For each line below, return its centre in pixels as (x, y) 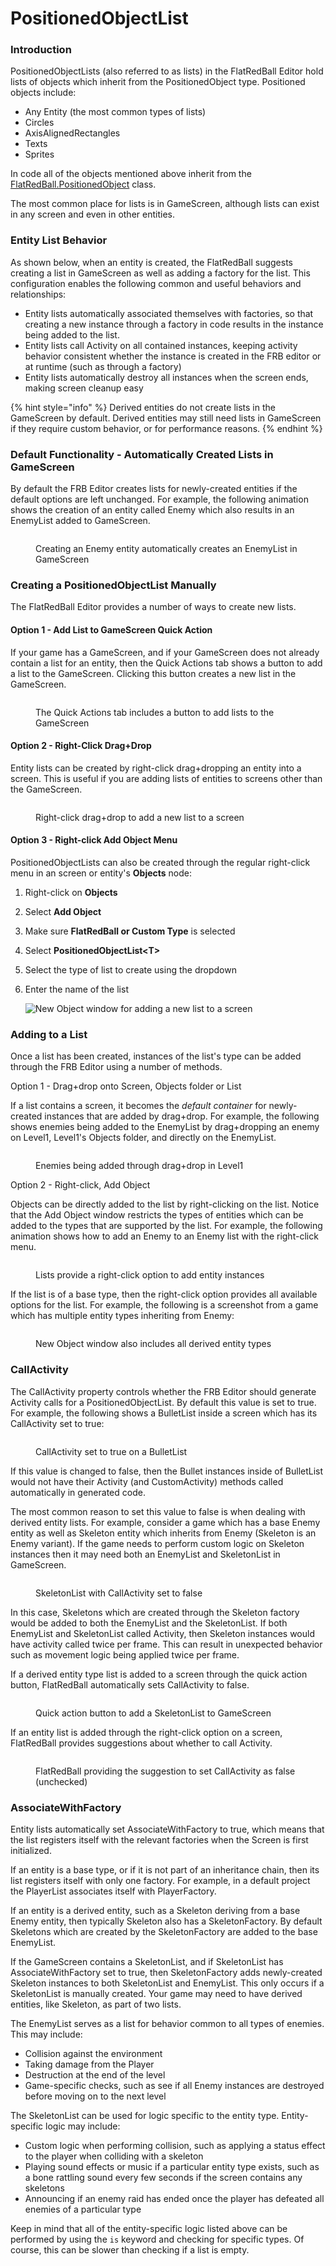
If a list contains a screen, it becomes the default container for (138, 1106)
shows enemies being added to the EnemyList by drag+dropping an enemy (165, 1127)
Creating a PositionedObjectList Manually (113, 585)
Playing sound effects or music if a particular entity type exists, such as (172, 2166)
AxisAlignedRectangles (72, 133)
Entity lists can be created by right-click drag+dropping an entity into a (156, 768)
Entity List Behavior (59, 240)
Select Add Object (63, 911)
